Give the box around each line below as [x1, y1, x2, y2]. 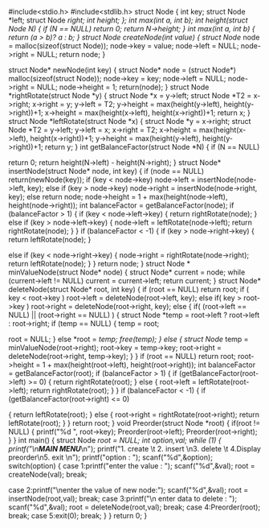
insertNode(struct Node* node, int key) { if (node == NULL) [8, 167, 205, 175]
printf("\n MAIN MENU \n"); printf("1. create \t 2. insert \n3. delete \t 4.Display [8, 444, 261, 453]
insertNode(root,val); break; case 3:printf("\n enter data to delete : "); [8, 494, 238, 503]
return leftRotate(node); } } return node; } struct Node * [8, 259, 191, 268]
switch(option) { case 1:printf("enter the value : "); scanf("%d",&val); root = [8, 461, 255, 470]
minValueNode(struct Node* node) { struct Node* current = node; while [8, 267, 246, 277]
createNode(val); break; [8, 470, 88, 479]
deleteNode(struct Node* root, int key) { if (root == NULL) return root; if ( [8, 285, 250, 294]
